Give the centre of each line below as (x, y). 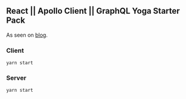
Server (16, 78)
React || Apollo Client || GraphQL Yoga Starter (93, 11)
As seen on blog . (27, 35)
